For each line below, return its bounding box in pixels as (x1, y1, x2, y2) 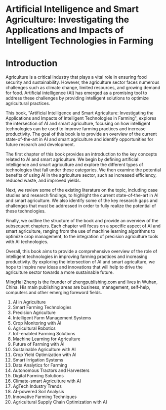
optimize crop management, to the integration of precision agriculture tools (5, 234, 159, 240)
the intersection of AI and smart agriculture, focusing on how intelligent (5, 120, 151, 127)
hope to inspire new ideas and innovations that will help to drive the (5, 264, 143, 270)
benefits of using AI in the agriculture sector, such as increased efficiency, (5, 172, 157, 178)
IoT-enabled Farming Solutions (12, 331, 76, 337)
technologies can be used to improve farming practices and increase (5, 126, 146, 132)
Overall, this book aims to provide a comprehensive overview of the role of (5, 249, 158, 255)
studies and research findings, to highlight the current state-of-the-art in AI (5, 192, 159, 199)
